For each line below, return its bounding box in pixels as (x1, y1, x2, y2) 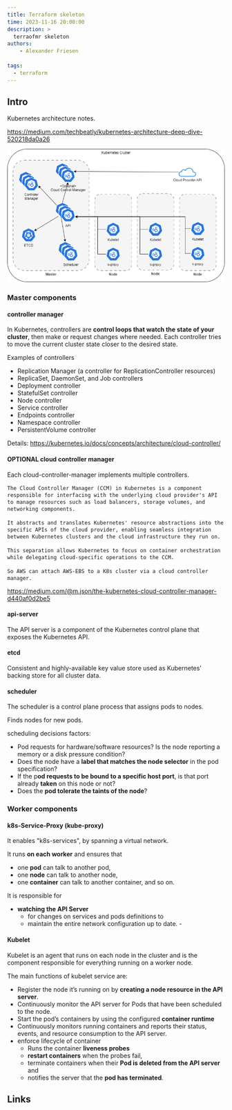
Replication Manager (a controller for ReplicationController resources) (17, 367, 216, 375)
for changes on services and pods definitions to (27, 912, 164, 920)
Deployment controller (17, 381, 81, 390)
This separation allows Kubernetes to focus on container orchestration (7, 547, 221, 554)
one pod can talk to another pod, (17, 864, 111, 872)
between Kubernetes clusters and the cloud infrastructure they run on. (7, 533, 221, 540)
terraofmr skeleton (13, 33, 70, 40)
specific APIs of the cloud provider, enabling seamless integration (7, 526, 212, 533)
